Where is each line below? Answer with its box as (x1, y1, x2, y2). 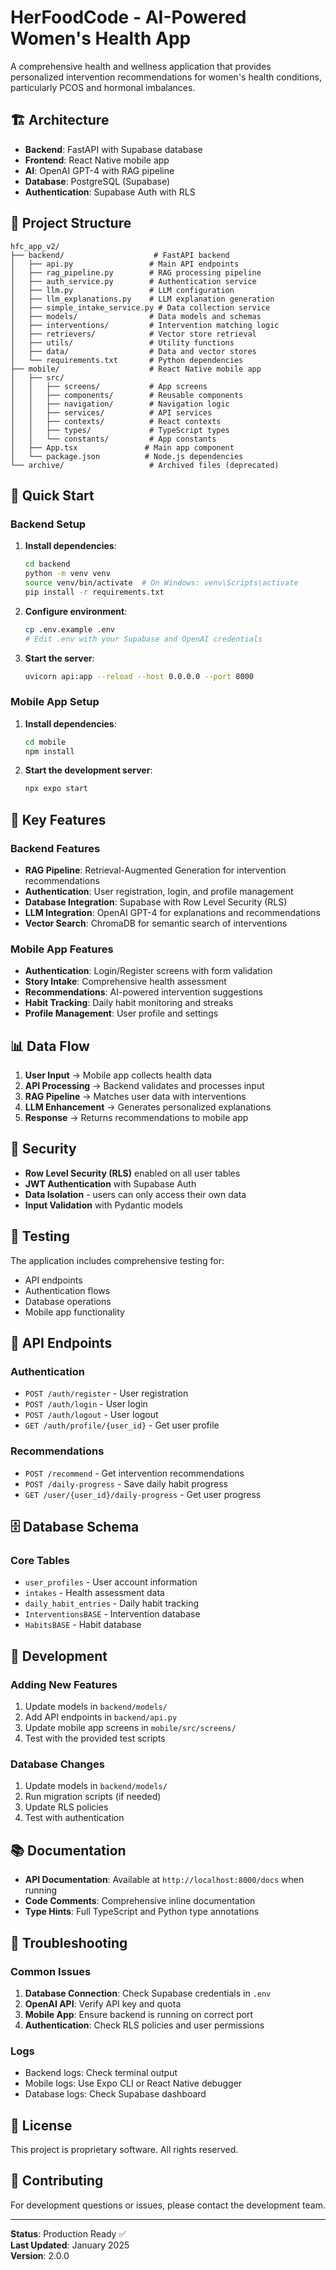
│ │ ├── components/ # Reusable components (10, 390, 244, 400)
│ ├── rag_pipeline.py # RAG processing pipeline (10, 267, 262, 278)
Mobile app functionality (24, 1306, 125, 1318)
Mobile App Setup (10, 695, 100, 709)
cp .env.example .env (24, 624, 115, 635)
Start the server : (24, 652, 95, 664)
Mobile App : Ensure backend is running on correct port (24, 2008, 254, 2020)
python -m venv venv (24, 569, 111, 579)
